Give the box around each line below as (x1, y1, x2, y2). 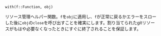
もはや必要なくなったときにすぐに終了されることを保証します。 (13, 26, 141, 32)
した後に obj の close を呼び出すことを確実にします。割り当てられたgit (5, 20, 143, 25)
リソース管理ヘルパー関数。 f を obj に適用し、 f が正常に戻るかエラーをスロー (5, 14, 157, 19)
